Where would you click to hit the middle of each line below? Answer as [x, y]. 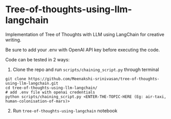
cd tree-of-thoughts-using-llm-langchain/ [51, 88]
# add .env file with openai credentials [50, 92]
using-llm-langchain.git [32, 83]
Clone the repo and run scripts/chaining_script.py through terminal [86, 69]
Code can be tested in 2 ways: [37, 59]
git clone [16, 79]
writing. [13, 40]
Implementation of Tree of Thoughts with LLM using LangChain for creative [85, 34]
